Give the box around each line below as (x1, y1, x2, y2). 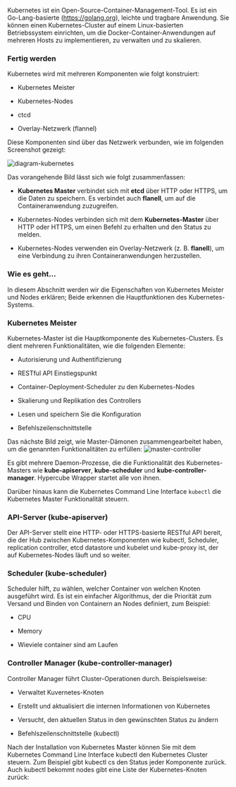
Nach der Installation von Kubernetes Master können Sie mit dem (7, 742, 196, 751)
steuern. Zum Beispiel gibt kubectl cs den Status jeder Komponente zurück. (7, 757, 227, 766)
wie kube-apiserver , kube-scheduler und (32, 466, 156, 474)
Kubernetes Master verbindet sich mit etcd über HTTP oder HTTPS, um (17, 187, 228, 195)
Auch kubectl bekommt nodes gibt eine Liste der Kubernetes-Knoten (7, 765, 207, 774)
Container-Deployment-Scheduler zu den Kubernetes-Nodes (17, 382, 195, 391)
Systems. (7, 300, 35, 309)
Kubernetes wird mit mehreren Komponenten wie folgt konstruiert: (7, 70, 199, 78)
